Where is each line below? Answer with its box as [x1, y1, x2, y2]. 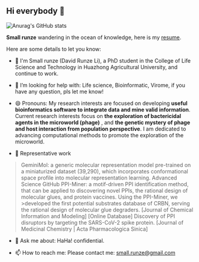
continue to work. [14, 70, 59, 77]
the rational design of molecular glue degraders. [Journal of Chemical [20, 206, 194, 213]
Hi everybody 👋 [6, 6, 65, 16]
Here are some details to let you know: [6, 45, 101, 52]
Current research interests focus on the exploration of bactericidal [14, 112, 182, 119]
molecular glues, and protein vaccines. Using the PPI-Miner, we [20, 193, 178, 201]
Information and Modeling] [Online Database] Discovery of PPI [20, 212, 176, 220]
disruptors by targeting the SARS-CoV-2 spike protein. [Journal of [20, 219, 184, 226]
